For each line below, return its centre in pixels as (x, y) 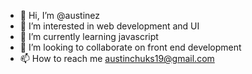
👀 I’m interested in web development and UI (109, 26)
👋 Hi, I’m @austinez (59, 15)
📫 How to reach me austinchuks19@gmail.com (117, 58)
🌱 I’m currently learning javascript (89, 36)
